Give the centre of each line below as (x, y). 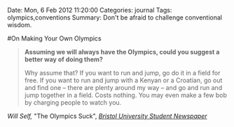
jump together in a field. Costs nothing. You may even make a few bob (126, 95)
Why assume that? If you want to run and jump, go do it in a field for (122, 73)
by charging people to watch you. (73, 103)
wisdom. (20, 25)
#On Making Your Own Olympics (54, 38)
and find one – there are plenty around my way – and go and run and (123, 88)
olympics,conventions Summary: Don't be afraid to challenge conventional (115, 17)
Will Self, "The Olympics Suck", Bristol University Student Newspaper (108, 116)
